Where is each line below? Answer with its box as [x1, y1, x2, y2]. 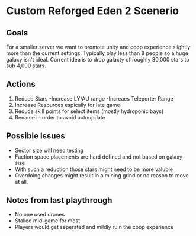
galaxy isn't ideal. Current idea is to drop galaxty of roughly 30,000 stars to [6, 56, 189, 63]
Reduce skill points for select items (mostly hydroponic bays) [14, 108, 164, 115]
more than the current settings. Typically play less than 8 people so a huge [6, 50, 188, 57]
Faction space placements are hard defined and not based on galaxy [14, 153, 182, 160]
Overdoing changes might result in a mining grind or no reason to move [14, 172, 189, 179]
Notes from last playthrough [6, 195, 113, 205]
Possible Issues [6, 131, 65, 141]
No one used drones [14, 211, 65, 218]
